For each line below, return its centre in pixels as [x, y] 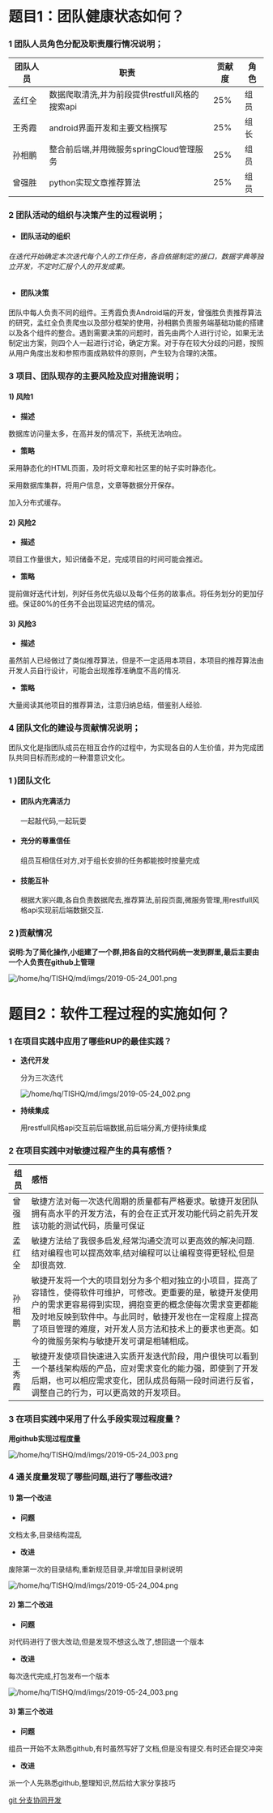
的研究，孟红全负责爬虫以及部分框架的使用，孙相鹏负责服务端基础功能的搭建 [136, 322]
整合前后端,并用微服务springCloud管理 [122, 149]
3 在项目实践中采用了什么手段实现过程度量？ [95, 1419]
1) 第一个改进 [30, 1498]
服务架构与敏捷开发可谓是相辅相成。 [125, 1342]
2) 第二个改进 [31, 1605]
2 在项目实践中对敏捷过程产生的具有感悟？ [91, 1150]
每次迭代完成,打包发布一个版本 [60, 1676]
